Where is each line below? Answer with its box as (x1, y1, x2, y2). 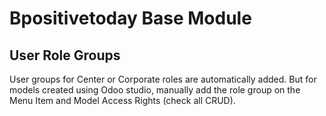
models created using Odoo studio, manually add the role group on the (9, 84, 301, 96)
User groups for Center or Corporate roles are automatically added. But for (9, 73, 317, 85)
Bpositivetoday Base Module (9, 7, 252, 30)
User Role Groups (9, 47, 121, 64)
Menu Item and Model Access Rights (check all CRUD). (9, 95, 236, 106)
